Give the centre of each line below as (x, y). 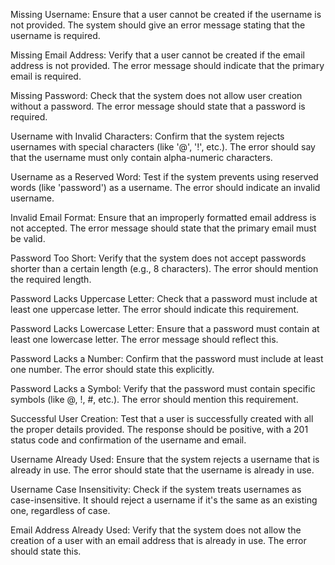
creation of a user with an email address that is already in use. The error (158, 540)
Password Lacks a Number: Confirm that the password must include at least (167, 358)
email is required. (46, 76)
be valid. (28, 238)
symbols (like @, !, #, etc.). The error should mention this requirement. (154, 399)
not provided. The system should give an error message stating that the (158, 25)
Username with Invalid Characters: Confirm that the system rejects (147, 136)
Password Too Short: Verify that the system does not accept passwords (158, 258)
